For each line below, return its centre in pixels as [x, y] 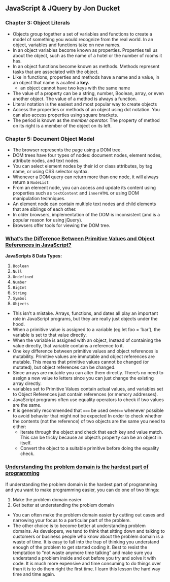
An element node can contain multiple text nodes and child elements [84, 204]
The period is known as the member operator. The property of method [86, 120]
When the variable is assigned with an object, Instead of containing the [87, 340]
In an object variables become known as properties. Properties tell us [85, 50]
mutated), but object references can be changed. [64, 367]
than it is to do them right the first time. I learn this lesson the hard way [87, 569]
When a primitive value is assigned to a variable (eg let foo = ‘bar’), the [87, 330]
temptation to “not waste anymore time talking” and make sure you [82, 553]
